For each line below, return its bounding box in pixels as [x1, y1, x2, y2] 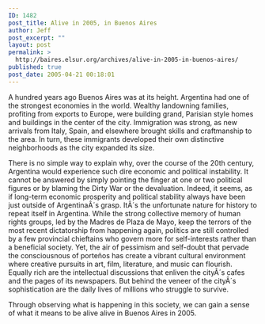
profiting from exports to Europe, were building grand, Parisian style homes [8, 109, 254, 119]
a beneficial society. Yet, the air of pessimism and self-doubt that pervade [8, 242, 249, 252]
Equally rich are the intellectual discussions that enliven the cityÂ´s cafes [8, 267, 245, 277]
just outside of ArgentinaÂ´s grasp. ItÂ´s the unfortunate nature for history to [8, 200, 257, 210]
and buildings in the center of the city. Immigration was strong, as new [8, 117, 237, 127]
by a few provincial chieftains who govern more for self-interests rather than [8, 234, 257, 243]
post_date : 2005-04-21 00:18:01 [8, 71, 115, 78]
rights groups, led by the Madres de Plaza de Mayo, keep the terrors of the [8, 217, 252, 227]
